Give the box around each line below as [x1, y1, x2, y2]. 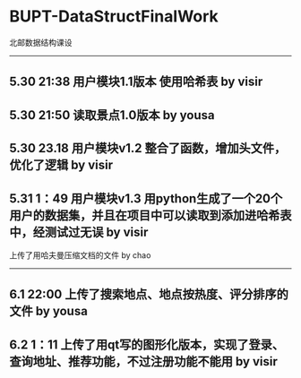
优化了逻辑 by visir [9, 158, 114, 173]
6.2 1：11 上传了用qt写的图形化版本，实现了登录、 [9, 337, 285, 352]
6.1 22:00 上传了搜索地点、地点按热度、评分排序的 [9, 287, 288, 302]
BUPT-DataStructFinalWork [9, 6, 219, 27]
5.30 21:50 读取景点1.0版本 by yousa [9, 107, 215, 123]
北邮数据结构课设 [9, 37, 73, 47]
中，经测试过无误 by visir [9, 224, 149, 239]
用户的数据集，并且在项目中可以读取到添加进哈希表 [9, 208, 292, 223]
